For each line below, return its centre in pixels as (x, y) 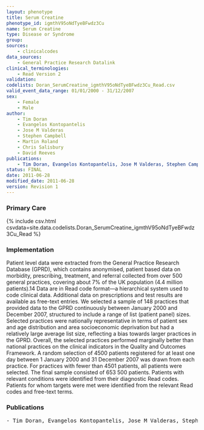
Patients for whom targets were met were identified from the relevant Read (100, 385)
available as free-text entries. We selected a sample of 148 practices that (98, 301)
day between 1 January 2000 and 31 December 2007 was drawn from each (101, 360)
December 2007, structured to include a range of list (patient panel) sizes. (99, 314)
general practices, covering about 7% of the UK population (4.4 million (95, 282)
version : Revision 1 (32, 187)
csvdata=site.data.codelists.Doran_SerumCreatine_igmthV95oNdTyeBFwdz (101, 227)
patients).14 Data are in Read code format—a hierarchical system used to (97, 289)
